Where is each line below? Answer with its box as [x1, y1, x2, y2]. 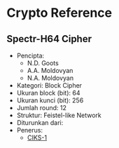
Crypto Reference [6, 5, 113, 21]
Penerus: [16, 126, 43, 134]
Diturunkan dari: [16, 119, 64, 127]
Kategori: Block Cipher [16, 81, 82, 89]
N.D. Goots [27, 59, 59, 67]
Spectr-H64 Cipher [6, 33, 92, 45]
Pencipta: [16, 51, 45, 60]
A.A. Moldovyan [27, 67, 73, 74]
